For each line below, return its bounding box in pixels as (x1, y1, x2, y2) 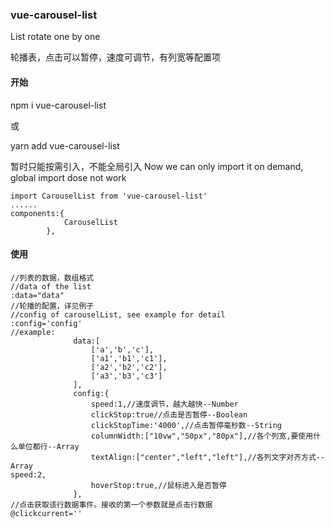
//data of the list (10, 281, 92, 292)
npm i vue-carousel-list (10, 99, 107, 111)
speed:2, (10, 469, 47, 480)
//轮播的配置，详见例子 (10, 301, 95, 311)
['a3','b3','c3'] (90, 371, 163, 381)
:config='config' (10, 318, 83, 328)
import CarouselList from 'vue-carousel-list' (10, 191, 208, 201)
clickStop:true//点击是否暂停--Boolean (90, 409, 248, 420)
